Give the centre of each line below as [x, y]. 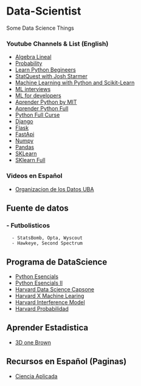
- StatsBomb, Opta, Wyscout [47, 238]
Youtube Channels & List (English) [57, 44]
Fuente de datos [37, 208]
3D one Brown [33, 342]
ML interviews [33, 89]
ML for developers [38, 96]
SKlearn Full [30, 160]
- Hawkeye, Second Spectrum [47, 243]
